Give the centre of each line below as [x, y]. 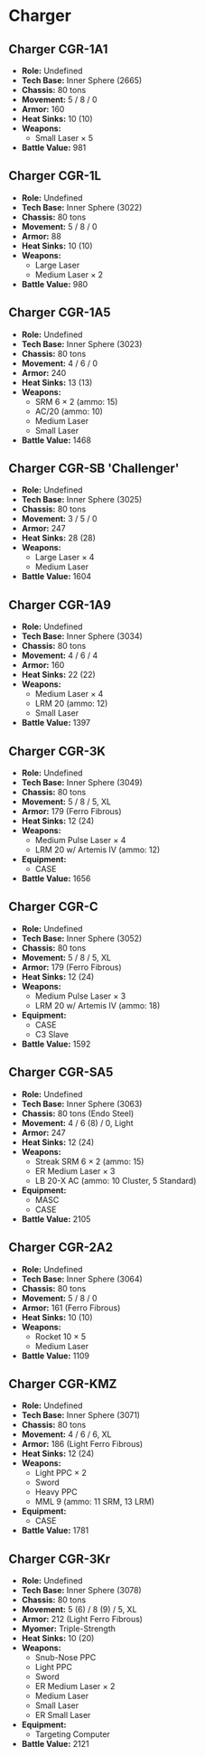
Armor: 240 [44, 372]
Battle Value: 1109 [55, 1356]
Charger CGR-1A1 [58, 49]
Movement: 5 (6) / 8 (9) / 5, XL [79, 1610]
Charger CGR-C [53, 907]
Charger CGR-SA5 [61, 1072]
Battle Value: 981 [54, 147]
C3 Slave [52, 1034]
